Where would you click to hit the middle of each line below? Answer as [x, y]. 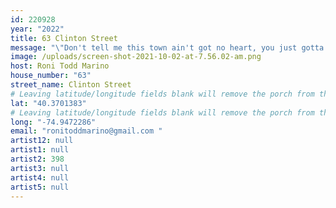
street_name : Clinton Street [71, 85]
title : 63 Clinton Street [64, 38]
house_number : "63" [51, 76]
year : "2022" [37, 29]
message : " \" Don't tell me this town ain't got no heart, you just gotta [167, 47]
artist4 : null [40, 177]
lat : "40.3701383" [48, 103]
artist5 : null [40, 187]
